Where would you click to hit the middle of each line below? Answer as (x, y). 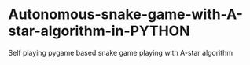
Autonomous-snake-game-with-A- (126, 14)
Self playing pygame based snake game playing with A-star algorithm (121, 52)
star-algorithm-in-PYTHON (99, 31)
